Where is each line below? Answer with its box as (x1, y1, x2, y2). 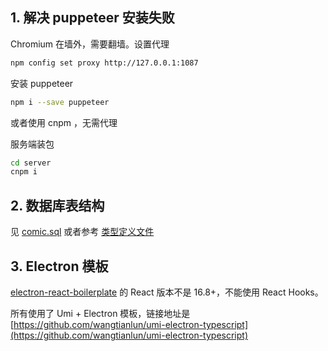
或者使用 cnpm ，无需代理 (10, 116, 118, 128)
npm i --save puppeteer (10, 97, 110, 107)
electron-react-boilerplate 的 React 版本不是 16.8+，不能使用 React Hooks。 (10, 286, 324, 298)
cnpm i (10, 167, 38, 177)
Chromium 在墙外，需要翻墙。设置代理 (10, 38, 170, 50)
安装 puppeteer (10, 77, 74, 89)
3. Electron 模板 (10, 258, 109, 275)
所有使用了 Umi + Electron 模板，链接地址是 (10, 307, 191, 319)
